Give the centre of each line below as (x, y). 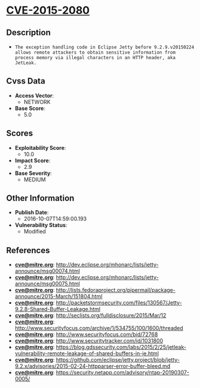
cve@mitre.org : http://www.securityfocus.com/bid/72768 (86, 334)
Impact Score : (33, 160)
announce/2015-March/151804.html (59, 297)
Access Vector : (34, 96)
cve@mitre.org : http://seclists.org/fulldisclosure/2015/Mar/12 (90, 315)
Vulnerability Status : (41, 225)
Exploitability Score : (40, 147)
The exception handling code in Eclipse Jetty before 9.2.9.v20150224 (104, 47)
